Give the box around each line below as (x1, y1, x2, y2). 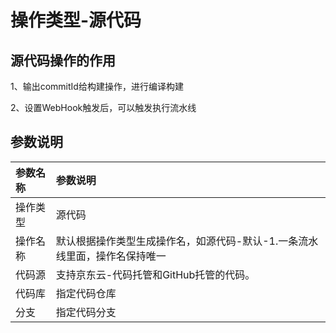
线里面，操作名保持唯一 (55, 249, 167, 263)
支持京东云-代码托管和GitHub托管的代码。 (55, 267, 256, 281)
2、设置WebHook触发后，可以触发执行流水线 (10, 102, 197, 113)
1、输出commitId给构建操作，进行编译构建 (10, 81, 184, 92)
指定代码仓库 (55, 286, 117, 300)
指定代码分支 (55, 305, 117, 319)
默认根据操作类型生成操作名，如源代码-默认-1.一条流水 (55, 234, 319, 248)
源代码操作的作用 (10, 52, 116, 69)
